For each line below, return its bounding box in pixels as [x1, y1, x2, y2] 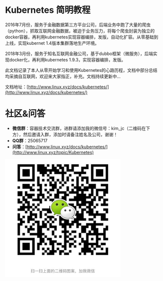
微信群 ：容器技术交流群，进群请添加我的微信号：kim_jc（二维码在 [12, 125, 146, 131]
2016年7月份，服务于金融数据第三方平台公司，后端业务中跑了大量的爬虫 [5, 22, 151, 28]
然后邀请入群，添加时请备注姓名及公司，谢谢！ [23, 131, 118, 137]
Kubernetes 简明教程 [5, 4, 91, 16]
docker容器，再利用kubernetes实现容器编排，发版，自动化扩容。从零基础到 [5, 34, 159, 40]
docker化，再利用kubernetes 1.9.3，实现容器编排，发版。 [9, 57, 126, 62]
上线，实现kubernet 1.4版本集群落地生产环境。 [5, 40, 99, 46]
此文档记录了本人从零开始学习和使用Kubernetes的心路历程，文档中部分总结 [5, 67, 158, 73]
